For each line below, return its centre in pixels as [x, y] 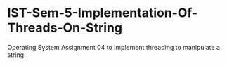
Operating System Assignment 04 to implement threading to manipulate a [113, 47]
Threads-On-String [65, 28]
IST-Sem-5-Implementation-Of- [103, 13]
